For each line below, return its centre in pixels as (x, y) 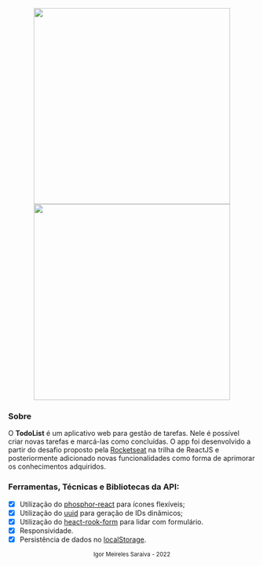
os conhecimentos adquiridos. (57, 466)
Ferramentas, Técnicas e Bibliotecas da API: (94, 487)
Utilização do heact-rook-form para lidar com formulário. (111, 521)
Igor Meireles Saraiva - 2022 (132, 554)
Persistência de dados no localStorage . (83, 539)
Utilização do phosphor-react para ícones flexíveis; (102, 504)
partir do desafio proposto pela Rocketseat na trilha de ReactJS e (114, 450)
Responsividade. (46, 530)
